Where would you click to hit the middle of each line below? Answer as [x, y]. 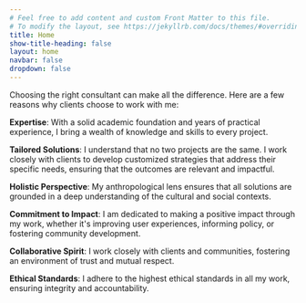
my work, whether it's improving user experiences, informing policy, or [142, 224]
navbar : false [36, 60]
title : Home [32, 35]
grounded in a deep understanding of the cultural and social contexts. [140, 196]
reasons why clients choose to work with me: [94, 104]
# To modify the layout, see [65, 26]
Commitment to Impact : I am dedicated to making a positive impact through [153, 214]
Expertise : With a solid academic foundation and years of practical [135, 122]
